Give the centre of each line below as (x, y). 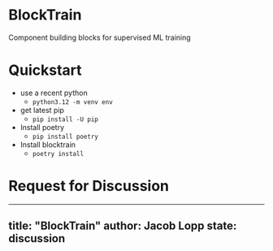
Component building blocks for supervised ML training (100, 37)
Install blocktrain (48, 145)
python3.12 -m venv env (73, 102)
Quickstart (45, 70)
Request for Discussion (89, 186)
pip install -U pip (65, 119)
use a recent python (54, 93)
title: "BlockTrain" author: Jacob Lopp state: (123, 226)
